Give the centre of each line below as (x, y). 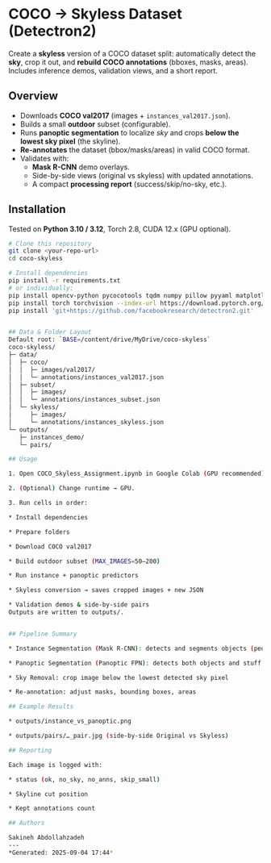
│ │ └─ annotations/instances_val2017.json (86, 377)
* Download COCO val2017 (50, 546)
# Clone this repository (50, 244)
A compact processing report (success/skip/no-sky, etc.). (129, 184)
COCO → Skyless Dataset (96, 14)
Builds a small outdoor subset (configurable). (95, 124)
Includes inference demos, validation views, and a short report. (113, 70)
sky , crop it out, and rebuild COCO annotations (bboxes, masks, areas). (128, 62)
